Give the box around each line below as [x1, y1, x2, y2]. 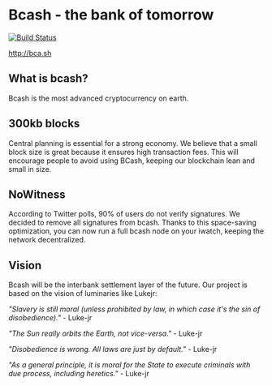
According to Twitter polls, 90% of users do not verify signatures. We [8, 209, 241, 219]
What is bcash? [8, 71, 89, 86]
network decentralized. [8, 235, 86, 245]
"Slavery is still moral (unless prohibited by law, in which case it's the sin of [8, 304, 261, 314]
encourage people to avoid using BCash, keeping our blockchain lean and [8, 156, 256, 165]
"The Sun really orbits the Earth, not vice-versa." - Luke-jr [8, 328, 203, 338]
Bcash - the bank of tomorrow [8, 6, 214, 24]
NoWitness [8, 187, 67, 201]
